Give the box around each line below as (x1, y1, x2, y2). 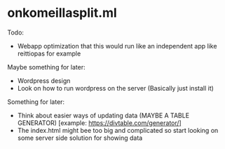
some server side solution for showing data (17, 134, 143, 142)
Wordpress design (17, 76, 71, 85)
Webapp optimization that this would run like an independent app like (17, 41, 217, 50)
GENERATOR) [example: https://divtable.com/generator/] (17, 118, 182, 127)
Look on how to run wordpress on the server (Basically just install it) (17, 84, 214, 92)
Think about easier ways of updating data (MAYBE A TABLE (17, 111, 190, 119)
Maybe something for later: (7, 63, 86, 71)
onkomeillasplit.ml (7, 5, 117, 21)
